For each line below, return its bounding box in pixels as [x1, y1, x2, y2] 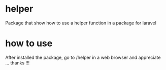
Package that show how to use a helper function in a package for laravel [5, 20, 156, 26]
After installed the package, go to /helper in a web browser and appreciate [5, 54, 161, 60]
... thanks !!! [5, 59, 30, 66]
